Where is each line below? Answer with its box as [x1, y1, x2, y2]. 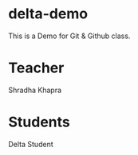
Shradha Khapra [8, 85, 62, 95]
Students [8, 113, 70, 131]
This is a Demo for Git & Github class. [8, 31, 131, 41]
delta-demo [8, 5, 89, 23]
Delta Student [8, 139, 53, 149]
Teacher [8, 59, 65, 77]
